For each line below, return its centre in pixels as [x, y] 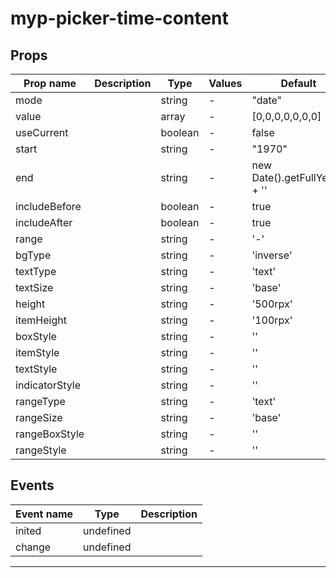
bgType [33, 255]
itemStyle [37, 352]
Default [298, 83]
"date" [267, 100]
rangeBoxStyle [50, 434]
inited [28, 530]
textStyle [36, 369]
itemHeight [41, 320]
